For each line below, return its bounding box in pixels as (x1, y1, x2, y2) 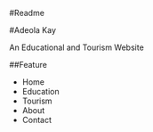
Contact (21, 115, 52, 125)
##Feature (9, 60, 47, 70)
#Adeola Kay (9, 25, 56, 35)
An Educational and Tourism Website (9, 42, 144, 53)
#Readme (9, 8, 44, 18)
